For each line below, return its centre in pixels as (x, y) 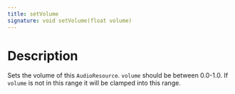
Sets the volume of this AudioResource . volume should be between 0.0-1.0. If (118, 75)
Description (43, 56)
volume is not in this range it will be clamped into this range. (94, 83)
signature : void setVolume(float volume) (70, 21)
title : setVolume (33, 14)
